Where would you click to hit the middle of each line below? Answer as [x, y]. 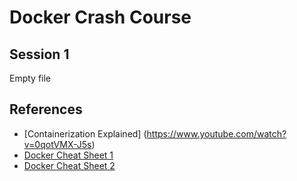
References [46, 109]
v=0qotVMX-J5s [57, 144]
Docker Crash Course [100, 17]
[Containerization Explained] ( [85, 133]
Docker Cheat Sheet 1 [68, 155]
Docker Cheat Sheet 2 [69, 165]
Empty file [30, 78]
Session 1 [39, 54]
